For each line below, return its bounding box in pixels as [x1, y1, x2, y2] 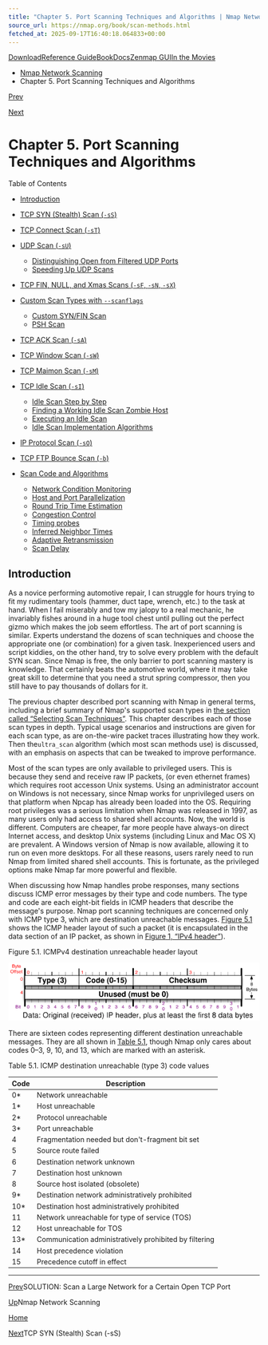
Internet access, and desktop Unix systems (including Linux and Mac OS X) [8, 831, 257, 841]
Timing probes [31, 518, 80, 528]
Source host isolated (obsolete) [37, 1179, 140, 1189]
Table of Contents [8, 179, 68, 188]
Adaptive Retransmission [31, 535, 114, 545]
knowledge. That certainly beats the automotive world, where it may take [8, 665, 248, 674]
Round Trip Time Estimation [31, 502, 123, 511]
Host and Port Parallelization [31, 493, 126, 502]
